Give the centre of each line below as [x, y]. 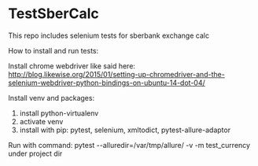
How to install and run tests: [53, 50]
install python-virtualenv [59, 113]
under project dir [35, 153]
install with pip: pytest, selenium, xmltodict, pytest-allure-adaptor [125, 130]
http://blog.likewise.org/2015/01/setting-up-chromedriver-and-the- [117, 74]
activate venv [41, 121]
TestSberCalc [54, 14]
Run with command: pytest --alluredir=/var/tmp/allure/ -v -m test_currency [129, 145]
